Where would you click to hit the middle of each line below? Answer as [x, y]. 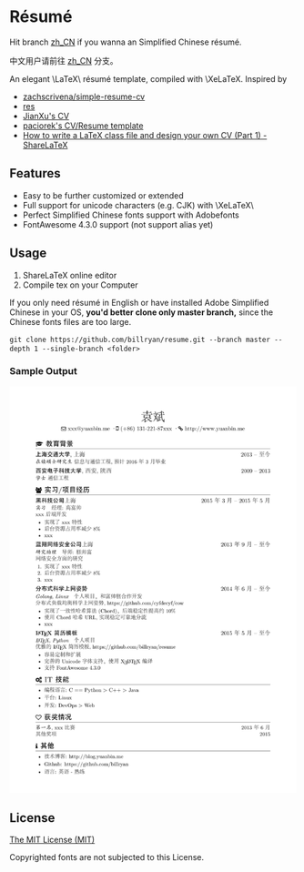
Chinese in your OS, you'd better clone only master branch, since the [142, 312]
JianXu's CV [46, 116]
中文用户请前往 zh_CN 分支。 [64, 60]
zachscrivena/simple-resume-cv [84, 96]
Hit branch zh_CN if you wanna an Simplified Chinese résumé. [126, 42]
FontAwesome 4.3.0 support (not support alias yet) [118, 224]
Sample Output [43, 371]
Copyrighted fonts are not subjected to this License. [107, 857]
